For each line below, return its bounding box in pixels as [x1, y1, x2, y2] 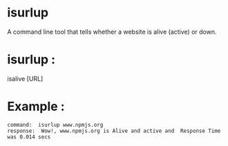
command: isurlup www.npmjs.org [7, 121, 104, 128]
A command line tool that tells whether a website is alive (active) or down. [7, 28, 217, 36]
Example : [7, 98, 65, 114]
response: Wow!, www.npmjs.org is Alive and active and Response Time [7, 127, 221, 134]
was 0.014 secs [7, 133, 51, 140]
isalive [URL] [7, 74, 44, 83]
